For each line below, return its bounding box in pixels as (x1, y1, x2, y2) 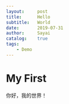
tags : (6, 41, 19, 47)
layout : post (6, 8, 48, 15)
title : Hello (6, 14, 50, 20)
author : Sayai (6, 30, 50, 36)
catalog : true (6, 36, 48, 41)
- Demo (16, 47, 32, 53)
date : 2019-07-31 (6, 25, 64, 31)
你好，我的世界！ (6, 92, 47, 99)
